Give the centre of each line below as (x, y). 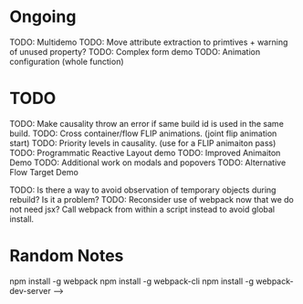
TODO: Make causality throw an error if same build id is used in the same (147, 123)
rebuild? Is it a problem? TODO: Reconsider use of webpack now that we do (151, 199)
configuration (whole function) (67, 61)
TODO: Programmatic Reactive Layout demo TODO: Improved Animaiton (145, 152)
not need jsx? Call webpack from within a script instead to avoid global (142, 209)
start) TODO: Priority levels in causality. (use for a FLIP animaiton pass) (143, 142)
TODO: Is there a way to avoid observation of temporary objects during (143, 190)
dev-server (31, 290)
